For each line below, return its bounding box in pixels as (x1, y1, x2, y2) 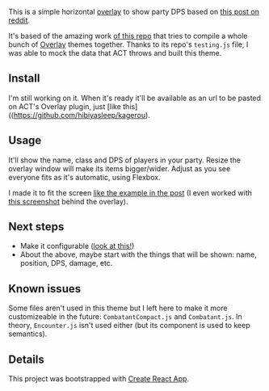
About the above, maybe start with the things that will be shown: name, (19, 250, 257, 259)
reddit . (8, 15, 31, 25)
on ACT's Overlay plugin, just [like (8, 101, 121, 111)
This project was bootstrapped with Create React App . (8, 374, 190, 384)
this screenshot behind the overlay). (8, 196, 128, 206)
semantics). (8, 329, 48, 338)
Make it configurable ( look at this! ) (19, 242, 135, 251)
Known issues (8, 282, 82, 296)
